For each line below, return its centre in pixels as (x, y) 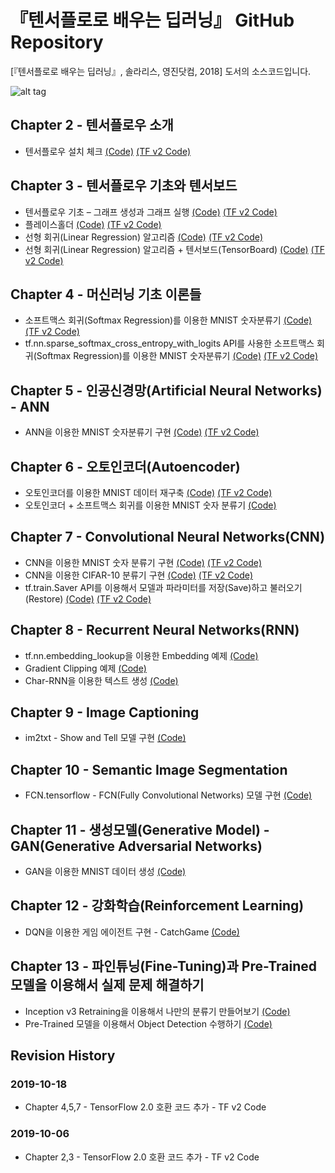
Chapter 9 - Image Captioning (105, 712)
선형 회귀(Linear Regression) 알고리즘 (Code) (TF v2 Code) (144, 237)
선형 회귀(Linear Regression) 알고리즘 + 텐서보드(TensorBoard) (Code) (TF (175, 249)
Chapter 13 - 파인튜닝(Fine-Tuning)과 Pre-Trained (163, 966)
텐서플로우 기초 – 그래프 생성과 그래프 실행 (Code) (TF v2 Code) (151, 212)
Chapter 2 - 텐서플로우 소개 (92, 125)
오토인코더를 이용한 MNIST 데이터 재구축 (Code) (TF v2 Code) (148, 492)
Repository (57, 42)
